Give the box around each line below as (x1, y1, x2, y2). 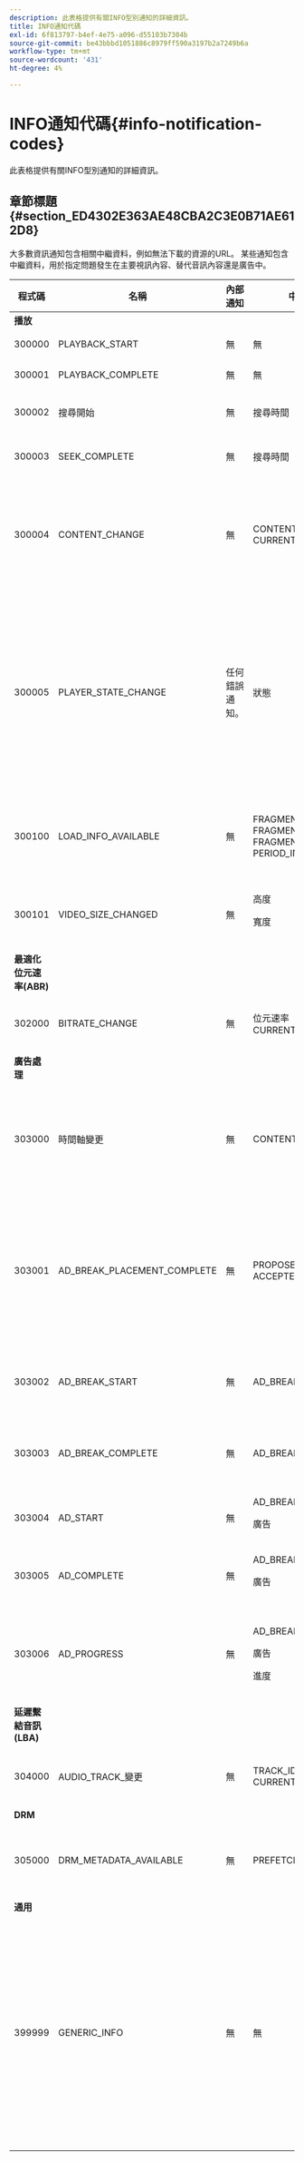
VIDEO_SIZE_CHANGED (58, 908, 158, 921)
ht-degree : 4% (9, 64, 63, 73)
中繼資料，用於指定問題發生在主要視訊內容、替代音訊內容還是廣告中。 (9, 259, 271, 270)
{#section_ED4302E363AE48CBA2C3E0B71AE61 (9, 209, 295, 224)
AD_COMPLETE (58, 1569, 125, 1581)
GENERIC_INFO (58, 2026, 124, 2039)
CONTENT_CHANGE (58, 528, 145, 541)
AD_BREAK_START (58, 1375, 138, 1388)
